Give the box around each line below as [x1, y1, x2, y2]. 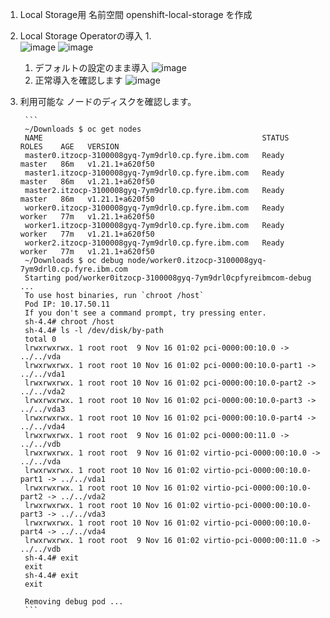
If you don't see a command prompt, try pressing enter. [24, 308, 267, 318]
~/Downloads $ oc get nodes [24, 124, 142, 134]
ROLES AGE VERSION [19, 142, 120, 152]
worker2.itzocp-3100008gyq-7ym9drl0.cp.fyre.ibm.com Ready [24, 238, 285, 248]
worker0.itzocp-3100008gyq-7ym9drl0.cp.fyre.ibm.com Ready [24, 203, 285, 213]
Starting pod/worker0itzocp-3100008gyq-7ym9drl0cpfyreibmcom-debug [24, 273, 312, 283]
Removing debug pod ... [24, 597, 124, 607]
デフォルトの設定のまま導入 [34, 62, 150, 73]
